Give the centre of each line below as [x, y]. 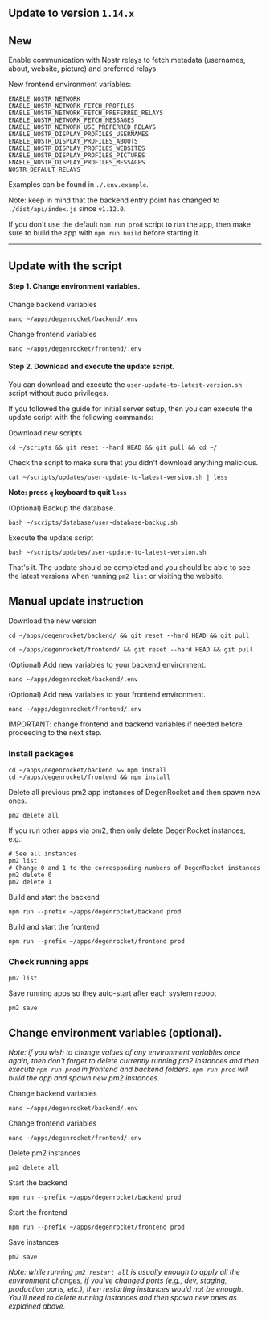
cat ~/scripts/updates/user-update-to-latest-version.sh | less [118, 477]
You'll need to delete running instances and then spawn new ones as [123, 1298]
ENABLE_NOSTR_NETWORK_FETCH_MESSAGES [72, 120]
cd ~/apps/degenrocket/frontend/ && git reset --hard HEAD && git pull [131, 649]
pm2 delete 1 [30, 882]
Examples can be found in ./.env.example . [78, 185]
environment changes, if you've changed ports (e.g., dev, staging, [118, 1280]
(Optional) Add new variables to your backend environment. [107, 664]
